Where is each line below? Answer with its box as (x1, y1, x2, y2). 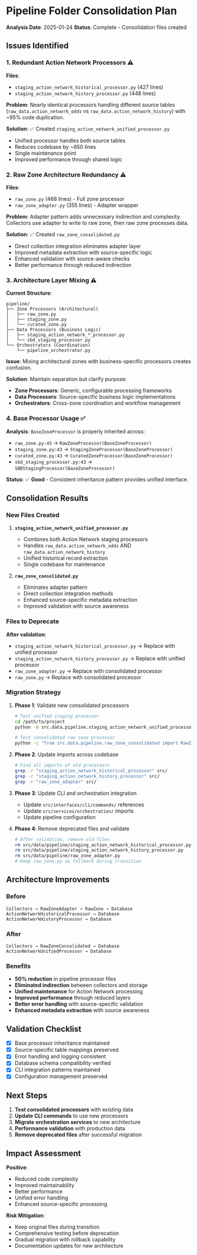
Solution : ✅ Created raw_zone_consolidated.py (6, 230, 120, 237)
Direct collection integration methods (23, 590, 113, 597)
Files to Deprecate (6, 617, 59, 625)
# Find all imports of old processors (14, 762, 110, 768)
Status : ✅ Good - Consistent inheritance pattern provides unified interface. (6, 475, 189, 483)
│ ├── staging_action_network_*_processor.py (6, 332, 125, 338)
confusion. (6, 364, 32, 371)
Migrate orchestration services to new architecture (14, 1119, 141, 1126)
